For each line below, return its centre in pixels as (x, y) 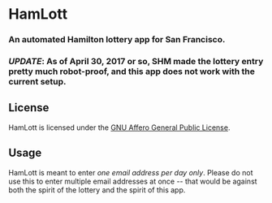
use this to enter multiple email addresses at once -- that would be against (133, 181)
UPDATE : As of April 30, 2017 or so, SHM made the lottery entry (136, 62)
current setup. (37, 82)
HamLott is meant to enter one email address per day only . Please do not (131, 172)
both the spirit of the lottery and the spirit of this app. (97, 190)
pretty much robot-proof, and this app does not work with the (132, 71)
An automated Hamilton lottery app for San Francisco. (117, 40)
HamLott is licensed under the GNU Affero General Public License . (119, 127)
